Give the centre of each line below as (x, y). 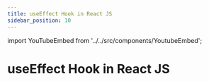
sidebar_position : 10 (39, 20)
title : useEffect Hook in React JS (60, 14)
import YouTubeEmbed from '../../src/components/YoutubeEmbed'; (105, 40)
